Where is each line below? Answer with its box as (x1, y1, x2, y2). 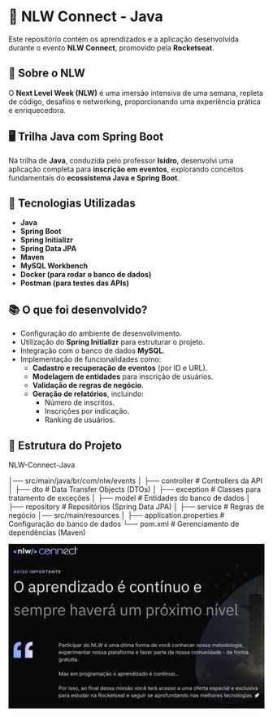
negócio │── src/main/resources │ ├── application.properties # (8, 511, 225, 519)
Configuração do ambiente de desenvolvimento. (19, 328, 182, 338)
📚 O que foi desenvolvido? (8, 302, 148, 316)
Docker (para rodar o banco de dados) (19, 270, 152, 280)
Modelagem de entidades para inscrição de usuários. (32, 372, 214, 381)
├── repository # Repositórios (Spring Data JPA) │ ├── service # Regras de (8, 502, 265, 511)
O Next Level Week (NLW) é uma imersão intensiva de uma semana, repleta (8, 88, 264, 98)
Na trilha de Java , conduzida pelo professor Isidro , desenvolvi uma (8, 155, 234, 165)
